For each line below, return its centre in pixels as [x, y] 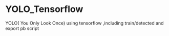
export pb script [22, 28]
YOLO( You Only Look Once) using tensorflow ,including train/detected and [84, 23]
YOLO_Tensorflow [44, 9]
